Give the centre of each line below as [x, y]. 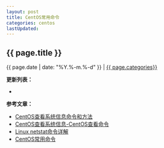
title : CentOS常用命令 [33, 17]
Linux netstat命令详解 [42, 132]
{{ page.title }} [34, 52]
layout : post [23, 12]
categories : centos [31, 23]
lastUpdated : [23, 28]
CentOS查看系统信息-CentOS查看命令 [62, 124]
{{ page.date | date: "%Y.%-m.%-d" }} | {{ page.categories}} [82, 67]
